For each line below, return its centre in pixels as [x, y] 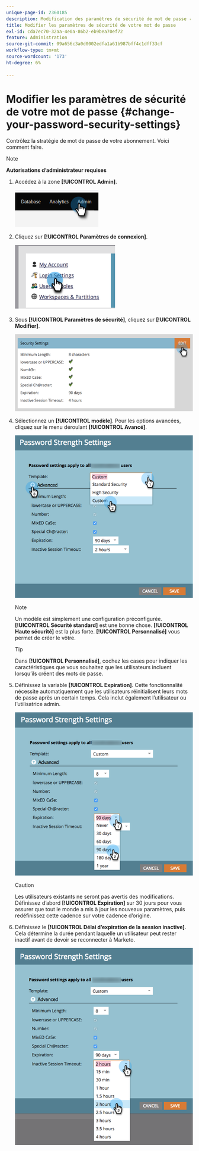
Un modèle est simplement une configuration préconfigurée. [89, 619]
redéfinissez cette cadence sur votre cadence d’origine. [83, 915]
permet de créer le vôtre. [45, 638]
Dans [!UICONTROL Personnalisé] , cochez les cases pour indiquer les [101, 661]
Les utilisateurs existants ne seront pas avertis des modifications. [94, 896]
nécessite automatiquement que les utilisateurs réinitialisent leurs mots [101, 691]
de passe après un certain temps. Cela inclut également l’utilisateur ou [100, 697]
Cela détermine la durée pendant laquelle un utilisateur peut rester [95, 933]
